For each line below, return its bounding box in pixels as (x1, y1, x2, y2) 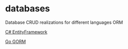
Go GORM (5, 38, 26, 45)
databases (5, 3, 50, 14)
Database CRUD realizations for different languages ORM (5, 19, 123, 25)
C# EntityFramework (5, 29, 47, 35)
